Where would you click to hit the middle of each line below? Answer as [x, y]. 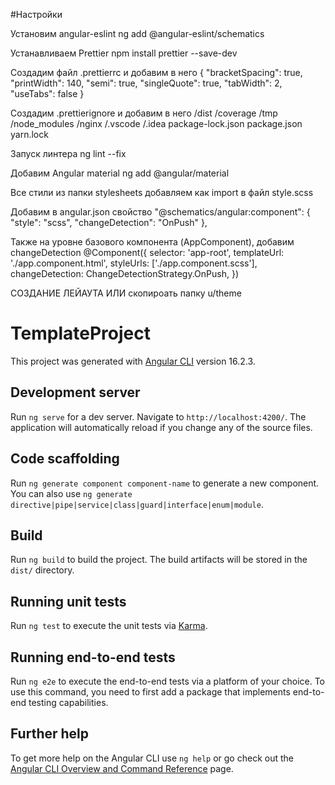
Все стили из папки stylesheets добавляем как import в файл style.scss [162, 192]
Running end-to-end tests [93, 657]
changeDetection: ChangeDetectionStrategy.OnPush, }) [124, 273]
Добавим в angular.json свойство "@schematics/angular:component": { [160, 212]
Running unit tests [68, 601]
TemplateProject [80, 333]
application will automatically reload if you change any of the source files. [161, 427]
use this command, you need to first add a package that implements [150, 692]
